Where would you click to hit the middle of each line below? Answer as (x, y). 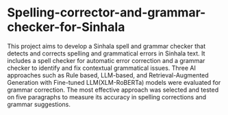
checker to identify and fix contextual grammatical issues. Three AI (102, 68)
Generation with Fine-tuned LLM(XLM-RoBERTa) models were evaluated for (114, 82)
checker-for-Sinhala (66, 27)
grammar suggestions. (39, 104)
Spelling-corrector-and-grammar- (106, 13)
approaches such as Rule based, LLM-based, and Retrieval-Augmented (108, 75)
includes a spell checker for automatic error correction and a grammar (106, 60)
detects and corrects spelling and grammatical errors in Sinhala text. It (106, 53)
